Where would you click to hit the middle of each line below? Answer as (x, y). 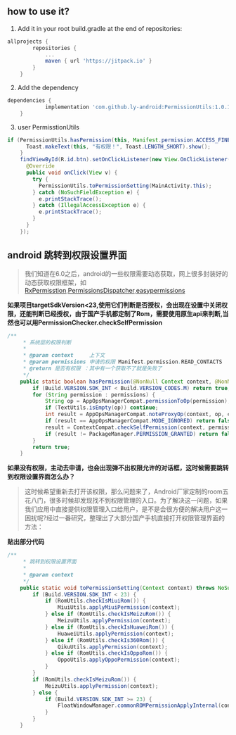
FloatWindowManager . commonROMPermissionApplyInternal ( (139, 706)
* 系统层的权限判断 (47, 342)
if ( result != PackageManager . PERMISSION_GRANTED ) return (131, 434)
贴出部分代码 (26, 542)
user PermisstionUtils (48, 127)
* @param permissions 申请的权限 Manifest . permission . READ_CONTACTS (123, 362)
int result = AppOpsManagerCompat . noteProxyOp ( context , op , (135, 415)
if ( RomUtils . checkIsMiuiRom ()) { (95, 601)
